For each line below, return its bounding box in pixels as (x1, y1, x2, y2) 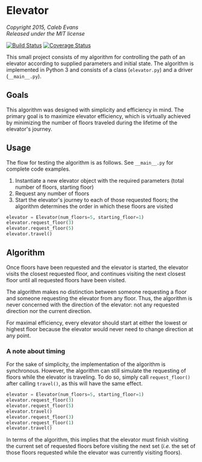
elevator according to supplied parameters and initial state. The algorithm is (6, 60, 194, 67)
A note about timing (6, 347, 65, 355)
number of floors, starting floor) (14, 183, 94, 191)
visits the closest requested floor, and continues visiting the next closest (6, 270, 186, 277)
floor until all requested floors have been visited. (6, 276, 127, 283)
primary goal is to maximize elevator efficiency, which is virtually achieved (6, 112, 191, 119)
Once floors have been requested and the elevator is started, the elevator (6, 264, 189, 271)
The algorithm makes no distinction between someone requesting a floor (6, 288, 187, 296)
